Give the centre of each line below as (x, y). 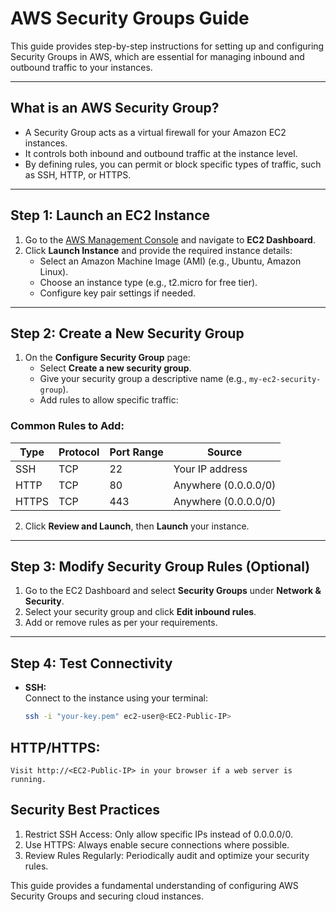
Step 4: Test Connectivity (91, 663)
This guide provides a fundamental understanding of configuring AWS (154, 885)
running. (28, 779)
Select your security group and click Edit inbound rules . (140, 612)
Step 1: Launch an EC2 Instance (110, 215)
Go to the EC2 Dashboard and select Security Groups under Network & (173, 591)
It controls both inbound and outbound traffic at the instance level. (161, 153)
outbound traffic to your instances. (81, 67)
